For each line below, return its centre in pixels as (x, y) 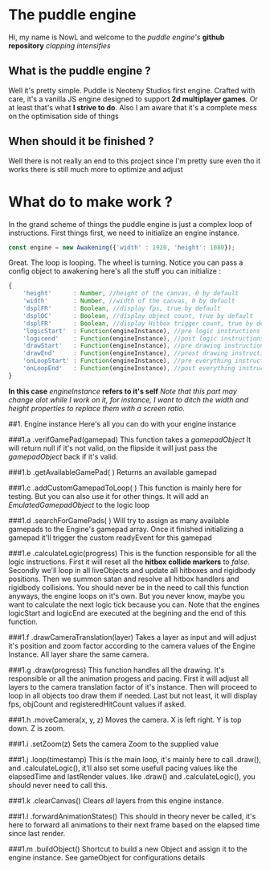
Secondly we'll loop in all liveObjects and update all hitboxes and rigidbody (132, 570)
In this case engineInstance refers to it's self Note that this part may (123, 391)
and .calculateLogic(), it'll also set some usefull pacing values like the (123, 768)
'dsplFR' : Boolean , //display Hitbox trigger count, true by (138, 324)
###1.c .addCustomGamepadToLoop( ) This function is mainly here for (125, 488)
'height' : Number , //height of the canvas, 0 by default (131, 294)
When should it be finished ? (81, 141)
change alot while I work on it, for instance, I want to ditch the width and (129, 399)
